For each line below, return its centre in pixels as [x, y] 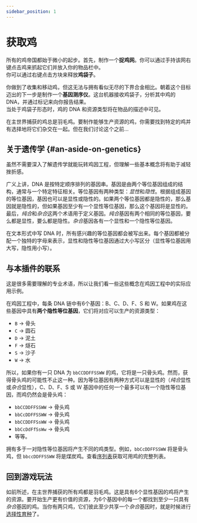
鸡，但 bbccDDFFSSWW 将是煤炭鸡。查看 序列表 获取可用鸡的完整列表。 [87, 457]
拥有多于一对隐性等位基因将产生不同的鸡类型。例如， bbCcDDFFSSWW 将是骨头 [97, 449]
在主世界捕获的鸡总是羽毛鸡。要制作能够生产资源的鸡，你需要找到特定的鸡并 [98, 122]
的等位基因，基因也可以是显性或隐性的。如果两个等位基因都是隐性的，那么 [96, 199]
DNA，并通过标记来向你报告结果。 [48, 102]
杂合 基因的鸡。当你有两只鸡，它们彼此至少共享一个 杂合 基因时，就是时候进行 [98, 507]
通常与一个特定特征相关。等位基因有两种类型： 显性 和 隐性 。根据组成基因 [103, 192]
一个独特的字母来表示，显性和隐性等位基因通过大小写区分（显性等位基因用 [101, 241]
